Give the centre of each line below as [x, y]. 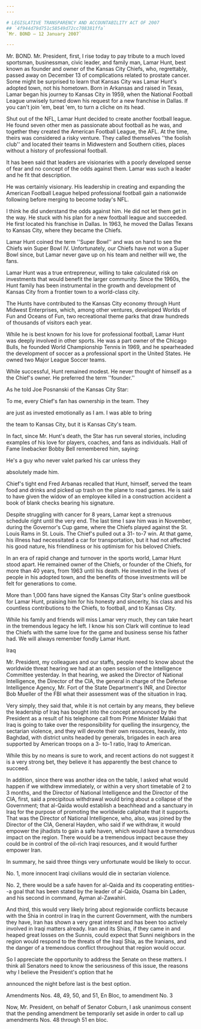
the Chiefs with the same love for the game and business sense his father [97, 633]
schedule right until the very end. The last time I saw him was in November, [99, 521]
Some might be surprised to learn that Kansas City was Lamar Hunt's [91, 82]
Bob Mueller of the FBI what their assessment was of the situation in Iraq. [97, 694]
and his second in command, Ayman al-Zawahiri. [67, 898]
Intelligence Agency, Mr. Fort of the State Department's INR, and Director [96, 688]
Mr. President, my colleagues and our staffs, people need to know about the [100, 662]
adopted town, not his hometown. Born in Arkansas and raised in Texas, [95, 88]
